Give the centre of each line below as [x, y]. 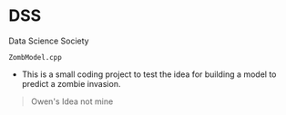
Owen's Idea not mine [72, 101]
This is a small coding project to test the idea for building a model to [149, 74]
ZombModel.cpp [36, 57]
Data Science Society [49, 41]
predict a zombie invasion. [71, 83]
